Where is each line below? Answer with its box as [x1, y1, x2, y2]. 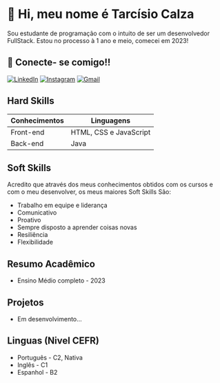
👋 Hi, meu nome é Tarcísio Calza [7, 6, 194, 22]
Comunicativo [17, 208, 57, 217]
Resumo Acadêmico [7, 258, 95, 269]
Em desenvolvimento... [17, 315, 83, 323]
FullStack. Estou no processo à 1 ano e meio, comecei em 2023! [7, 36, 189, 44]
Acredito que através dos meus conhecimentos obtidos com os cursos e [7, 180, 214, 189]
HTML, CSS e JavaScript [70, 127, 151, 137]
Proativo [17, 216, 41, 224]
